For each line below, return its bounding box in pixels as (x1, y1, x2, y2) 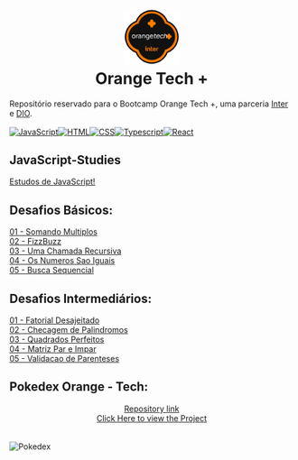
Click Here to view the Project (96, 412, 208, 423)
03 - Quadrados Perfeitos (9, 334, 105, 345)
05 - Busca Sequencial (9, 265, 95, 276)
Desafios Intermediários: (9, 290, 152, 306)
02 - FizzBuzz (9, 236, 61, 247)
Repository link (124, 403, 180, 414)
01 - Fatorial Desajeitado (9, 315, 100, 326)
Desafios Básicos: (9, 202, 114, 217)
